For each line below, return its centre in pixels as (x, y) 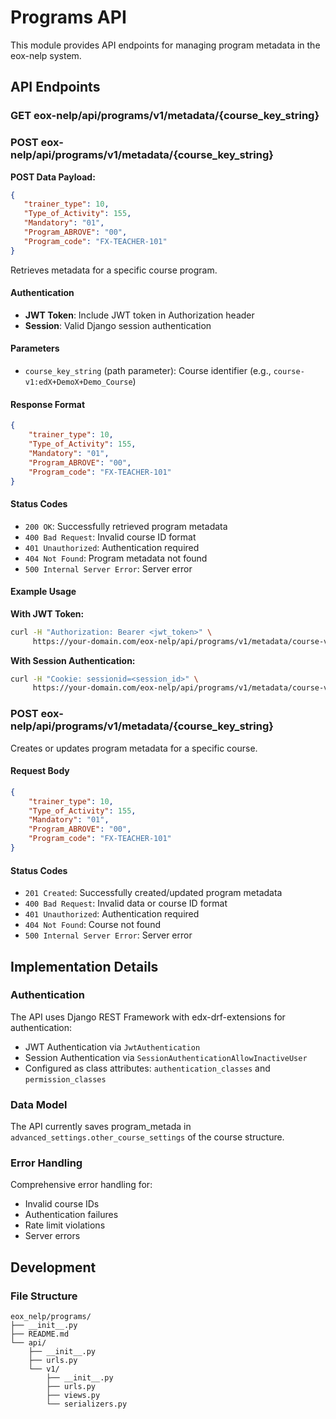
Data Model (39, 1104)
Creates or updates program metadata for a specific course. (134, 748)
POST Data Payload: (53, 177)
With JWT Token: (47, 613)
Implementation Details (84, 966)
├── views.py (73, 1396)
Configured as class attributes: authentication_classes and (147, 1068)
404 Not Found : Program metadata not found (116, 558)
